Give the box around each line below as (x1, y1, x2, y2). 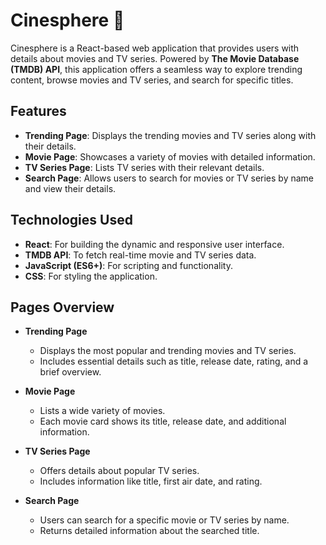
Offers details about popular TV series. (39, 465, 200, 477)
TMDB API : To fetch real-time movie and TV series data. (24, 249, 257, 261)
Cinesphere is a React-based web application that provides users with (10, 42, 300, 54)
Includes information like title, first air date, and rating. (39, 475, 263, 488)
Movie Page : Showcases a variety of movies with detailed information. (24, 150, 316, 163)
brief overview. (39, 366, 102, 378)
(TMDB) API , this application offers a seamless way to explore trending (10, 63, 303, 75)
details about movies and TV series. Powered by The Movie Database (10, 52, 300, 64)
